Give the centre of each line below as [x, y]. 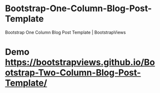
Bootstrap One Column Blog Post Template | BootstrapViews [65, 32]
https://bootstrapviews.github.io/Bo [80, 63]
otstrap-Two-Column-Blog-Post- [73, 73]
